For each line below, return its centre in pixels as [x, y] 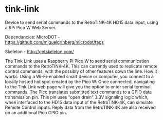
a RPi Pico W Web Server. [31, 27]
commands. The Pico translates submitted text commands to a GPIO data [79, 92]
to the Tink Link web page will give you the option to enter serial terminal [78, 86]
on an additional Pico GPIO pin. [36, 112]
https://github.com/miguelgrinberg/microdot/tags [54, 42]
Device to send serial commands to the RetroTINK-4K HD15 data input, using [81, 22]
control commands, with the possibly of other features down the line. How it [81, 71]
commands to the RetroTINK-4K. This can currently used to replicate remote [81, 66]
